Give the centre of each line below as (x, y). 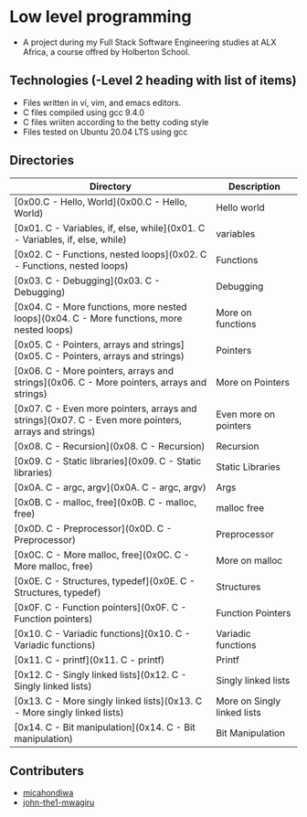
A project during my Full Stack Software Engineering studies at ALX (149, 42)
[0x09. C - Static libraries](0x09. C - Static (108, 461)
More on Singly (249, 701)
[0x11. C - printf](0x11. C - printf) (90, 660)
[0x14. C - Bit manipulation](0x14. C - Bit (105, 727)
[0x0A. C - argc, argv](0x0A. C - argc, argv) (111, 487)
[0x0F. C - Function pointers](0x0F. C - (101, 607)
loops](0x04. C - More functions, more (98, 318)
